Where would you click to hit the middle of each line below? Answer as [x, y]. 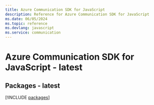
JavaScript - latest [44, 68]
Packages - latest [33, 86]
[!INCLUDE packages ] [27, 97]
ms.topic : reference [26, 23]
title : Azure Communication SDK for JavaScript [55, 10]
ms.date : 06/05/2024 [26, 19]
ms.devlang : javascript [30, 28]
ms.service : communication [33, 33]
